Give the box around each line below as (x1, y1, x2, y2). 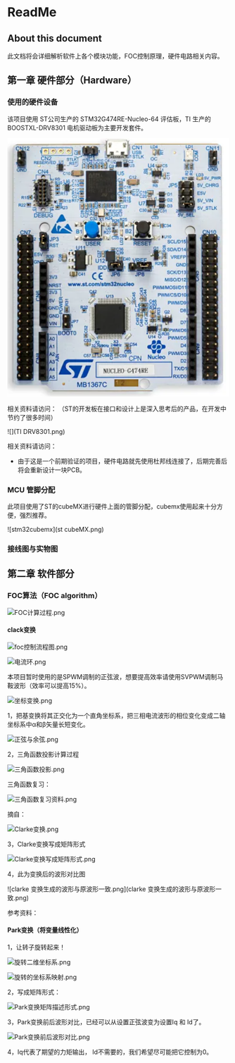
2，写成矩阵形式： (7, 988, 61, 996)
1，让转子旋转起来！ (7, 943, 65, 951)
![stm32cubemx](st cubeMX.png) (7, 525, 104, 533)
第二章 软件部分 (7, 568, 75, 580)
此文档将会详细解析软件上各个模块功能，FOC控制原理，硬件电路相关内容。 (7, 52, 224, 60)
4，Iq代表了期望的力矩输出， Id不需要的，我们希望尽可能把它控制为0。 (7, 1048, 213, 1056)
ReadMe (7, 4, 57, 20)
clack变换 (7, 626, 37, 634)
